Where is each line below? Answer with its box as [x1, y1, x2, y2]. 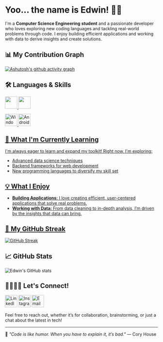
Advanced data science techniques [12, 158, 83, 163]
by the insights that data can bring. [12, 211, 82, 216]
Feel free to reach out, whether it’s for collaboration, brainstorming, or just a [5, 312, 156, 318]
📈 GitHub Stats [5, 252, 52, 261]
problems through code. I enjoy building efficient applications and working [5, 31, 154, 36]
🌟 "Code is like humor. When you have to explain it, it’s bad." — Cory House [5, 331, 157, 337]
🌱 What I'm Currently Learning [5, 135, 99, 144]
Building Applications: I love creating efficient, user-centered [12, 195, 136, 201]
